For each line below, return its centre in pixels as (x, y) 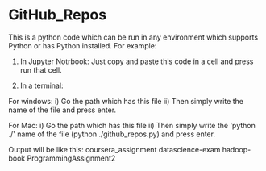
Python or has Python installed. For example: (83, 45)
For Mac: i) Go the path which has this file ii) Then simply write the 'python (132, 125)
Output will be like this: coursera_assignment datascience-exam (114, 149)
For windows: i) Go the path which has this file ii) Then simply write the (126, 101)
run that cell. (41, 69)
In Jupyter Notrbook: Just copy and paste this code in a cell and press (137, 61)
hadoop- (237, 149)
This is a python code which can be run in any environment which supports (133, 37)
